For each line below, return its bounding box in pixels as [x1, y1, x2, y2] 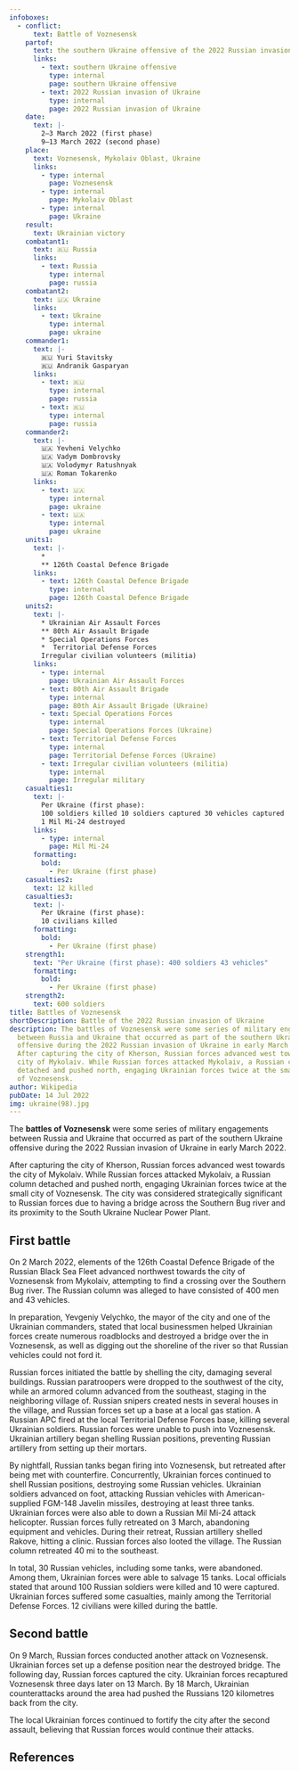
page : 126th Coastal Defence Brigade [48, 594, 190, 603]
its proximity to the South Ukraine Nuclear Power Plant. [9, 1207, 211, 1218]
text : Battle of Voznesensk [32, 29, 138, 38]
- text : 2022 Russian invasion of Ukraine [41, 87, 201, 96]
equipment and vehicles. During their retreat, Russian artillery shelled [9, 1527, 263, 1537]
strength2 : [25, 992, 66, 1001]
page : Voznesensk [48, 179, 114, 188]
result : [25, 220, 53, 229]
